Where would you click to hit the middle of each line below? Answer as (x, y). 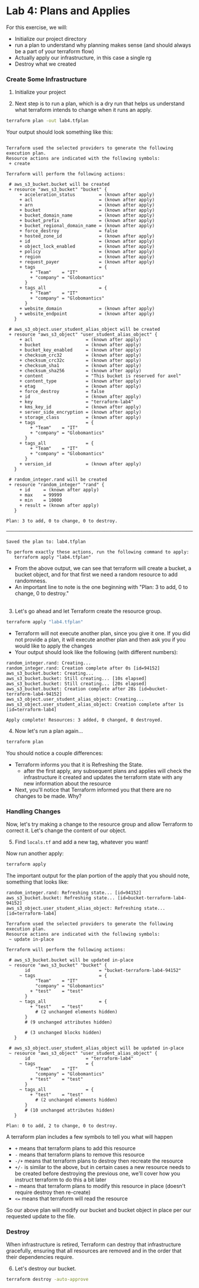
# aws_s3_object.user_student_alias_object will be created (84, 330)
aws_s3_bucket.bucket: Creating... (50, 673)
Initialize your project (40, 92)
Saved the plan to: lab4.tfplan (46, 542)
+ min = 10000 (41, 500)
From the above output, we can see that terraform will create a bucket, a (103, 568)
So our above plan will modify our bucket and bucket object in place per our (99, 1210)
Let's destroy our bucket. (45, 1268)
